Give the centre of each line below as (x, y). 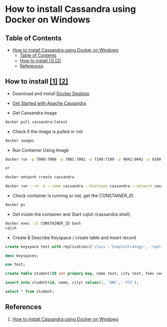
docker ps (15, 205)
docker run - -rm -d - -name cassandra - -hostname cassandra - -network (79, 186)
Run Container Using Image (41, 150)
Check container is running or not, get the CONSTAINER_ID (73, 196)
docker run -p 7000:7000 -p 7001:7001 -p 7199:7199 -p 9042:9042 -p (78, 159)
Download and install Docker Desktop (51, 94)
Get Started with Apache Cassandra (49, 103)
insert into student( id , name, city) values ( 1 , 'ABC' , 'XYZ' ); (72, 283)
